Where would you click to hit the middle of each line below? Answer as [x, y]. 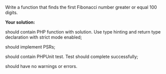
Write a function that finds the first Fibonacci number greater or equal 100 [81, 7]
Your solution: [20, 22]
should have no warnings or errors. [41, 66]
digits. [11, 12]
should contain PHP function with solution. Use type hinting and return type [83, 32]
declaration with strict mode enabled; [44, 37]
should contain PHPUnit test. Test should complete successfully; [72, 56]
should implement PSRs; [30, 47]
